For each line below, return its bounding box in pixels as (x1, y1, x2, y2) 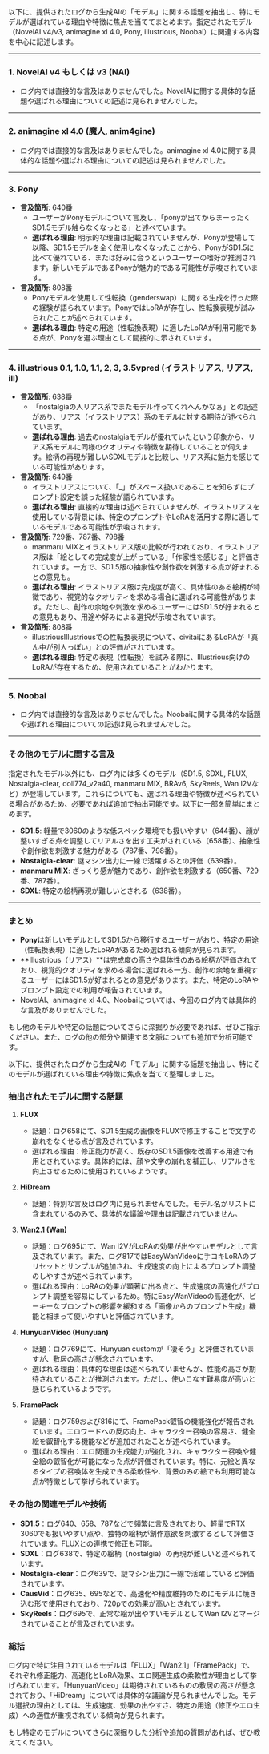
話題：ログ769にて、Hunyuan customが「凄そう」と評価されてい (31, 1344, 248, 1354)
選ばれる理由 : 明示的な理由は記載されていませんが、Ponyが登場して (31, 232, 256, 242)
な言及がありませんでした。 (19, 1005, 111, 1015)
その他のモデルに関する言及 (8, 749, 115, 760)
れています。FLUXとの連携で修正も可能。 (19, 1539, 157, 1548)
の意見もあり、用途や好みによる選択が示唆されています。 (31, 612, 220, 622)
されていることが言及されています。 (19, 1619, 139, 1628)
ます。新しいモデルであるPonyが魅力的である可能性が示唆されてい (31, 263, 251, 272)
